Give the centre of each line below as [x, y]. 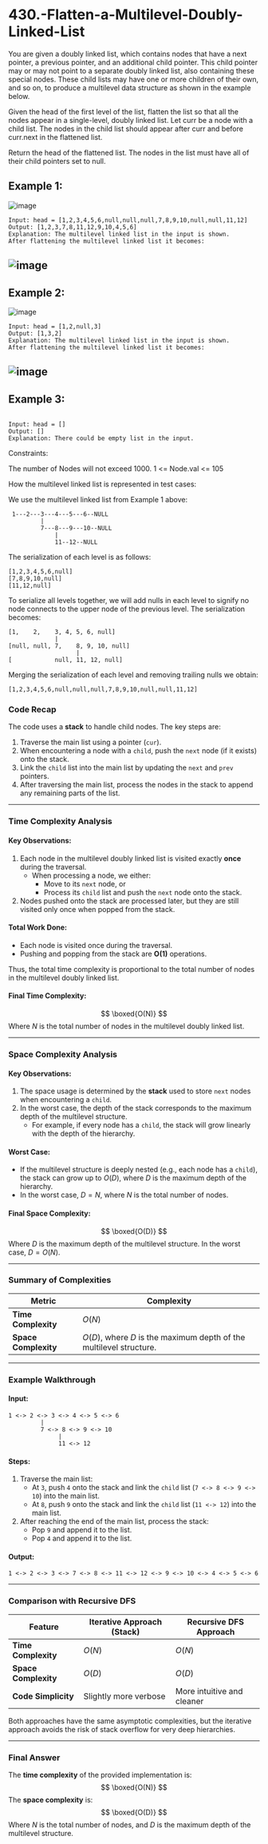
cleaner [189, 1701]
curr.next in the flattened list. [55, 137]
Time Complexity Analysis [61, 822]
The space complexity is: [51, 1799]
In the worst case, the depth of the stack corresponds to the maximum [136, 1108]
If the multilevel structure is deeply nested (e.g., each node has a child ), [138, 1170]
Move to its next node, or [85, 883]
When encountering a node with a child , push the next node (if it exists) [138, 751]
